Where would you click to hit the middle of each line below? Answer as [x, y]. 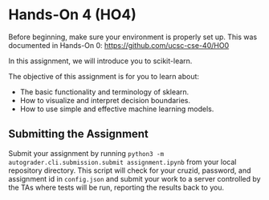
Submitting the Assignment [78, 134]
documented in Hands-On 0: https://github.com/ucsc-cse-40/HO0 [119, 45]
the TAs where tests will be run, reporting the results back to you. [116, 187]
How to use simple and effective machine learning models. [117, 109]
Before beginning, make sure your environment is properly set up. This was [133, 37]
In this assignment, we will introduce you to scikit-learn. [100, 61]
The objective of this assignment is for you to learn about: [104, 76]
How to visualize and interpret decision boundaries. [105, 100]
